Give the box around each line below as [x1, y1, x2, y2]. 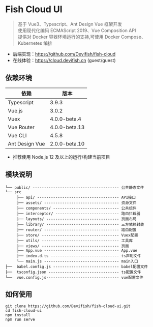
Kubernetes [17, 40, 42, 46]
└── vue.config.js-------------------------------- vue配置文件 [5, 275, 144, 280]
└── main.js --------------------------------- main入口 [16, 258, 138, 264]
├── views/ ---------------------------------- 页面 [16, 243, 129, 249]
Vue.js [8, 107, 23, 114]
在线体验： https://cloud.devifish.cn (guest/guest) [12, 57, 116, 63]
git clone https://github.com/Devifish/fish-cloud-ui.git [5, 304, 131, 309]
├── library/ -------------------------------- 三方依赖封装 [16, 222, 144, 227]
